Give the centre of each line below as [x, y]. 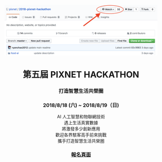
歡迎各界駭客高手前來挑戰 [81, 135]
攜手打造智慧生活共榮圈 [81, 141]
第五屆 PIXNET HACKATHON [81, 75]
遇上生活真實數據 [81, 123]
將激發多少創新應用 [81, 129]
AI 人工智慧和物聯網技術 [81, 117]
